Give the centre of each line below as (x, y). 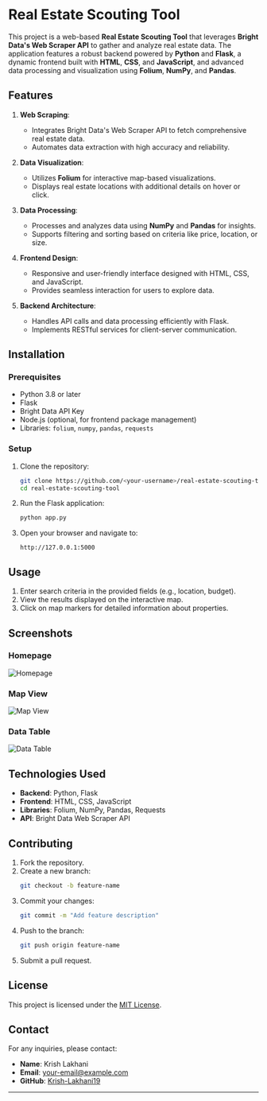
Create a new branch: (55, 871)
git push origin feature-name (70, 945)
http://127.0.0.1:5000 (57, 548)
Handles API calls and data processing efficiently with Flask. (130, 321)
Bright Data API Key (52, 411)
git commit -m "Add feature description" (89, 915)
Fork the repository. (52, 863)
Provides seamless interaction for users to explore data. (123, 290)
